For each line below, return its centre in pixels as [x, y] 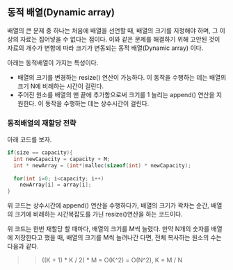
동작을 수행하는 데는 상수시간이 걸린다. [97, 103]
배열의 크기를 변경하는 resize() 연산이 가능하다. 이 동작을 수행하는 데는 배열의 [122, 77]
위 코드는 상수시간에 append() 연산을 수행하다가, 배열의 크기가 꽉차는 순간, [109, 205]
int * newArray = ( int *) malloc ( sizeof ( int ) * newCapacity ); [102, 165]
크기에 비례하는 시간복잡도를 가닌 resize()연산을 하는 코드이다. [98, 214]
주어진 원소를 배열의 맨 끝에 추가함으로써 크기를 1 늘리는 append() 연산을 [116, 94]
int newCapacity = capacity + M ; [62, 159]
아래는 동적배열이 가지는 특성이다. [53, 62]
